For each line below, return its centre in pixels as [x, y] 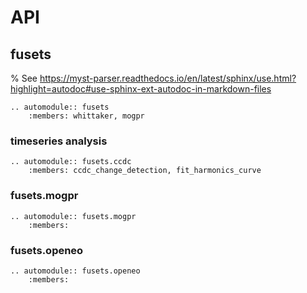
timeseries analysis [59, 141]
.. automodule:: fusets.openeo [75, 271]
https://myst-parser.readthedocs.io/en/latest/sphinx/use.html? [168, 78]
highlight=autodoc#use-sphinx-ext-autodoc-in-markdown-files [141, 89]
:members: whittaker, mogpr [86, 116]
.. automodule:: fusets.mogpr [73, 216]
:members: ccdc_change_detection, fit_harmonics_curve [145, 171]
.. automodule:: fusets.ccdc [71, 162]
